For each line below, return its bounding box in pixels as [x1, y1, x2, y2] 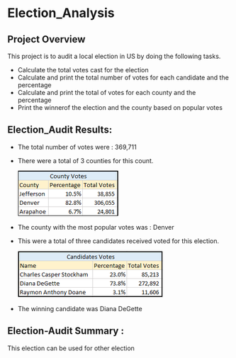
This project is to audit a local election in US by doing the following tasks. [7, 52, 221, 60]
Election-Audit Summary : [7, 325, 124, 337]
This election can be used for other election [7, 344, 135, 352]
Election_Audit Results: [7, 124, 113, 136]
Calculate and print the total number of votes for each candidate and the [17, 73, 229, 82]
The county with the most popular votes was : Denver [17, 223, 175, 231]
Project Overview [7, 33, 86, 45]
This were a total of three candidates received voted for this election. [17, 236, 220, 245]
